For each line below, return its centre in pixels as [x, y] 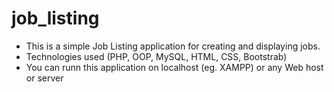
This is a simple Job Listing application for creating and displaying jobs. [173, 46]
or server [44, 78]
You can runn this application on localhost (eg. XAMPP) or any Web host [174, 67]
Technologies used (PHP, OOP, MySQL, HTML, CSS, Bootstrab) [156, 56]
